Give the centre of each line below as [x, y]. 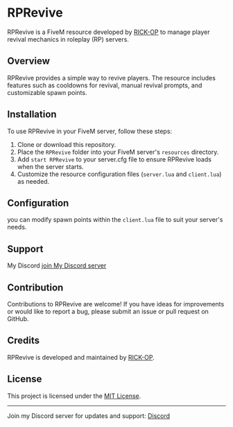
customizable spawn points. [47, 92]
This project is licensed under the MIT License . [74, 396]
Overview [29, 61]
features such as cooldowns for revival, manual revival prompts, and [105, 85]
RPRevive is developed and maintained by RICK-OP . [81, 357]
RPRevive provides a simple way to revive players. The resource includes [112, 78]
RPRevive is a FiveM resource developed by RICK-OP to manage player [109, 32]
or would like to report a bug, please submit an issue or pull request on [108, 311]
